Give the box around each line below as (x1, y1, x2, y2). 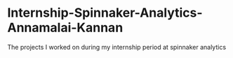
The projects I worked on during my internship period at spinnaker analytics (7, 43, 227, 51)
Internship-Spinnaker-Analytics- (7, 5, 203, 21)
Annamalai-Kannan (7, 20, 124, 36)
